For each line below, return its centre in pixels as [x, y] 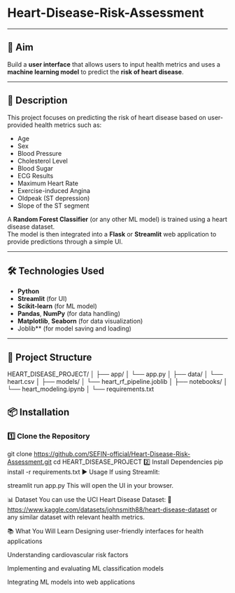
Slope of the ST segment [53, 206]
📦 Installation [38, 412]
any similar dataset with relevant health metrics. [76, 517]
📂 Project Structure [50, 357]
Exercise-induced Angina [54, 190]
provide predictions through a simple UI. [65, 241]
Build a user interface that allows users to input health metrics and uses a [114, 64]
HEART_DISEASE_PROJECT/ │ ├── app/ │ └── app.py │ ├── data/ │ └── [115, 374]
